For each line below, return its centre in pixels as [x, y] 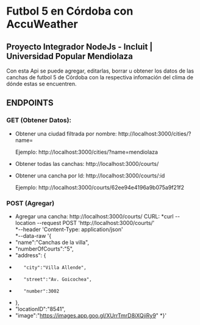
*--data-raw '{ [33, 235]
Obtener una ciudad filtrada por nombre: [66, 134]
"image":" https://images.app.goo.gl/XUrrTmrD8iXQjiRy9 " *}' [91, 315]
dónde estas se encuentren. [42, 84]
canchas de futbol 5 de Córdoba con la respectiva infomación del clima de [100, 77]
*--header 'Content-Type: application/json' [69, 229]
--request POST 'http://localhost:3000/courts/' [96, 223]
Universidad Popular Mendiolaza [70, 56]
